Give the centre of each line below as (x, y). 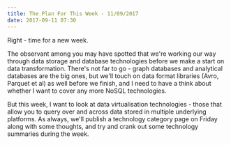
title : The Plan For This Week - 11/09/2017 (73, 14)
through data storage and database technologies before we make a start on (116, 61)
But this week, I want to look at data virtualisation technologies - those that (114, 104)
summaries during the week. (48, 134)
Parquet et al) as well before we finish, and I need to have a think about (109, 83)
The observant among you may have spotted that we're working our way (112, 54)
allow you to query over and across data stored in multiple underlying (107, 112)
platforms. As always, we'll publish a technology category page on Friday (112, 119)
